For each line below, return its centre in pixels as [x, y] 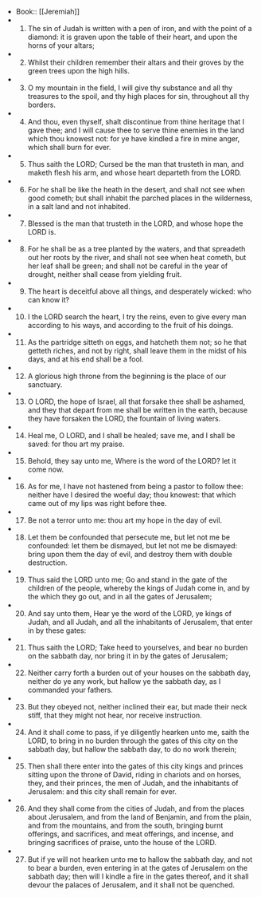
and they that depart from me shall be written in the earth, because [138, 410]
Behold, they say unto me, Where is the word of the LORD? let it [132, 461]
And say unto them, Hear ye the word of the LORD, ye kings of [130, 613]
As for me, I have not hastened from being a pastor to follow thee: [135, 486]
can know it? [49, 300]
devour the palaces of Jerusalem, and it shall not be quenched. [131, 885]
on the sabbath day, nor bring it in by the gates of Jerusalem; [128, 656]
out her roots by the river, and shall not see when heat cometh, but [137, 257]
